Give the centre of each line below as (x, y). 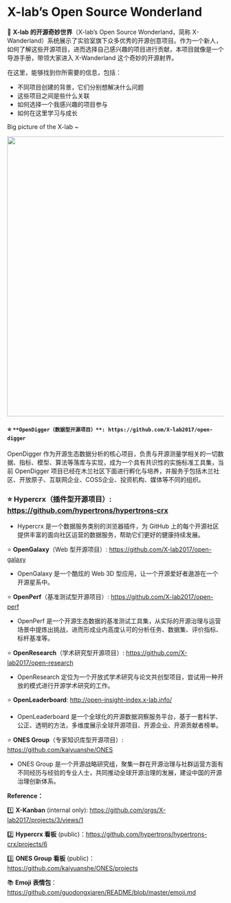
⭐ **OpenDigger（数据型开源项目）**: (56, 429)
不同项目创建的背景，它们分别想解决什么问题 (80, 87)
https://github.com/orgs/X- (128, 810)
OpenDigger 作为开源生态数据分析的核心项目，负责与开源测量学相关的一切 (112, 454)
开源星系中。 (35, 582)
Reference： (25, 796)
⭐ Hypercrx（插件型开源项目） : (59, 499)
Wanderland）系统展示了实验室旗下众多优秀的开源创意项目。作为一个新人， (114, 40)
